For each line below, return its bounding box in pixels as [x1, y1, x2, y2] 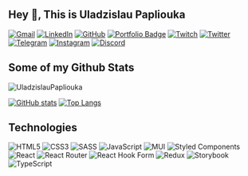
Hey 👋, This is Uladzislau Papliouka [8, 8, 186, 22]
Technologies [8, 121, 78, 134]
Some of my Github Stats [8, 61, 135, 74]
